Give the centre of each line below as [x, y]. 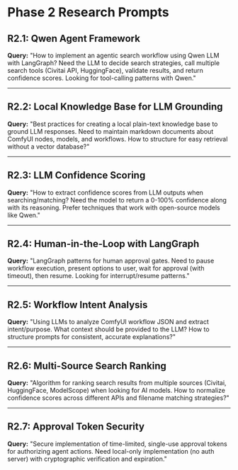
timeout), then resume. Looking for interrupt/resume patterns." [98, 276]
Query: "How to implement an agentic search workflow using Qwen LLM [113, 55]
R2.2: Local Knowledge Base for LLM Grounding [115, 107]
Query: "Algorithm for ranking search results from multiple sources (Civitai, [117, 383]
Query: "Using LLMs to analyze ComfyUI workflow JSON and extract [108, 322]
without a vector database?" [49, 147]
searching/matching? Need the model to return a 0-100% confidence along [117, 200]
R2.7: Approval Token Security [76, 426]
